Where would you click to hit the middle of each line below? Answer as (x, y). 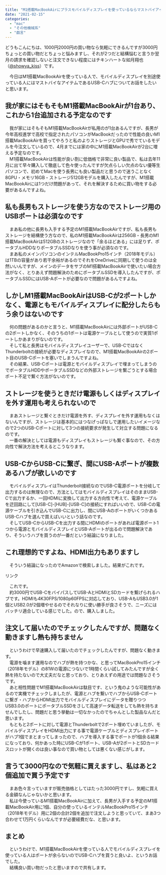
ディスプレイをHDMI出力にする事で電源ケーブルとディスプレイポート (88, 731)
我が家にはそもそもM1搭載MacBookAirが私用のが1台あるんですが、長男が (84, 128)
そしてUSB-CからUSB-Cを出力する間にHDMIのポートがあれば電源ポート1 (84, 523)
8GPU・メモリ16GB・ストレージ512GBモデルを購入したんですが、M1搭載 (80, 177)
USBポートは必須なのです (44, 216)
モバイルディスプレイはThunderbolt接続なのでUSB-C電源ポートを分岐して (85, 486)
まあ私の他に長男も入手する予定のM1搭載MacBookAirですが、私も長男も (83, 229)
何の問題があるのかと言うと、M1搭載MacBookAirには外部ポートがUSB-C (83, 327)
